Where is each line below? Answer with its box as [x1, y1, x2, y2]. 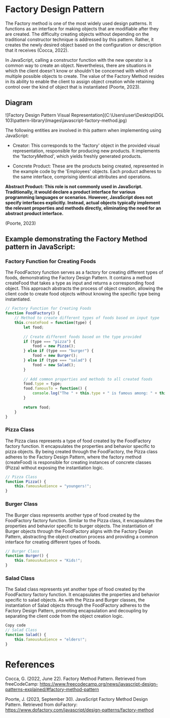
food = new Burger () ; [32, 353, 78, 358]
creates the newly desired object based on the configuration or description [5, 41, 161, 48]
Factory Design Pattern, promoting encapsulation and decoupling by [5, 608, 148, 614]
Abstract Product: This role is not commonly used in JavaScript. [5, 183, 143, 189]
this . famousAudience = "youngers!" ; [14, 484, 92, 489]
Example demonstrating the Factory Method [5, 235, 148, 243]
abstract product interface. [5, 210, 64, 216]
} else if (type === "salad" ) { [23, 358, 92, 363]
